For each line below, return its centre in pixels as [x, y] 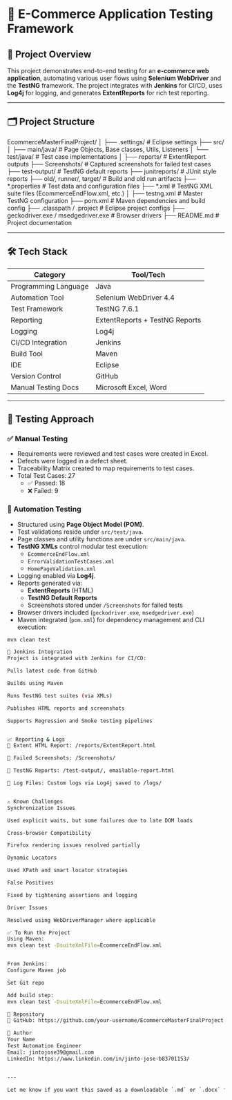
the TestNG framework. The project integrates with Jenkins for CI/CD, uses [115, 85]
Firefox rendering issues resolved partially [74, 845]
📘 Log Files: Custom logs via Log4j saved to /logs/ [85, 783]
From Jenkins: [28, 964]
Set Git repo [26, 983]
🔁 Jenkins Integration [40, 652]
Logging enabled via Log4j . [56, 575]
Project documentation [40, 222]
